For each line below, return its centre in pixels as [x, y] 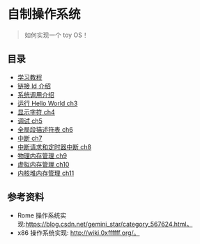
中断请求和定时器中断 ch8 [54, 146]
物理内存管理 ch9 [42, 155]
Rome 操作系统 [39, 215]
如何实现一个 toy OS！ [56, 35]
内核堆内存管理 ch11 [46, 173]
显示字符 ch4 [36, 112]
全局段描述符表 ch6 [45, 129]
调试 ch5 [30, 121]
